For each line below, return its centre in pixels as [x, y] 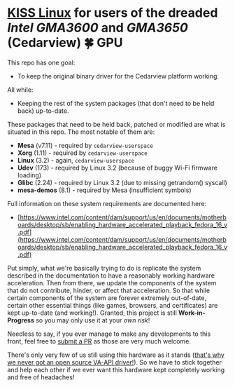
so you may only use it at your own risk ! [93, 320]
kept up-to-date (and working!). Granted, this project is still [92, 313]
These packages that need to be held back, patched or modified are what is [116, 124]
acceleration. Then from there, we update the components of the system [112, 283]
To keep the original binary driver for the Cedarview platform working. [118, 76]
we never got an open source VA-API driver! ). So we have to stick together [115, 362]
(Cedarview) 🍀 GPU [65, 43]
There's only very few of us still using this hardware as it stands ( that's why [116, 355]
